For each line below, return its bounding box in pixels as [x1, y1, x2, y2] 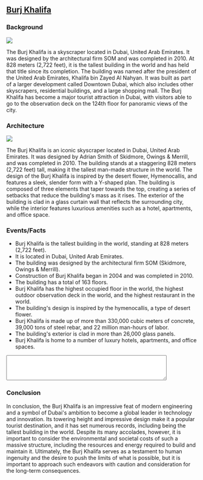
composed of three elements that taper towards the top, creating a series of [6, 185, 196, 192]
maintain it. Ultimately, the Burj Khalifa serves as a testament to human [6, 447, 183, 455]
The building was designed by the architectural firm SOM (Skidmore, [15, 259, 187, 266]
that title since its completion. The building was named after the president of [6, 67, 197, 75]
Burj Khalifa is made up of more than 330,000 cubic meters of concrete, [15, 317, 195, 325]
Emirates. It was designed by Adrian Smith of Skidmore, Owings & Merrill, [6, 153, 190, 160]
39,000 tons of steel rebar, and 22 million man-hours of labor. [15, 324, 170, 331]
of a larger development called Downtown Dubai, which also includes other [6, 80, 194, 87]
